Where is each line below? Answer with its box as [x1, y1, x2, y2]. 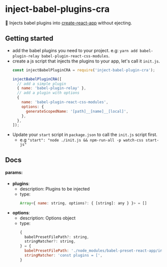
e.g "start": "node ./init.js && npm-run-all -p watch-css [19, 137, 144, 143]
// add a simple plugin [17, 81, 66, 86]
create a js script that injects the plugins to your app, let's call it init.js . [12, 58, 161, 64]
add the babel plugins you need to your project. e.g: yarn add [12, 47, 138, 53]
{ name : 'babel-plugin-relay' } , [17, 86, 86, 91]
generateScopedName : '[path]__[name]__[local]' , [25, 109, 129, 114]
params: [5, 170, 23, 176]
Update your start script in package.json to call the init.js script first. [12, 132, 158, 137]
